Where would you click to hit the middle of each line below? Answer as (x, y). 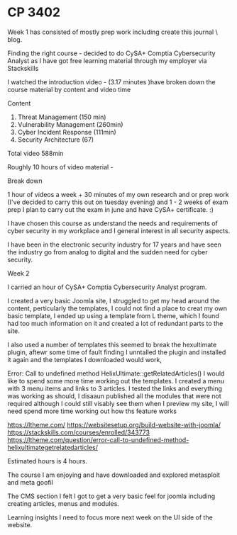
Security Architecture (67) (56, 140)
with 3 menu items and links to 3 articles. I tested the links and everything (115, 388)
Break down (25, 181)
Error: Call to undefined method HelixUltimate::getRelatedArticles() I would (116, 373)
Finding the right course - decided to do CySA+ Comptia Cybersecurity (111, 53)
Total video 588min (35, 153)
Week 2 (18, 273)
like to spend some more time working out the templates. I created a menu (116, 381)
